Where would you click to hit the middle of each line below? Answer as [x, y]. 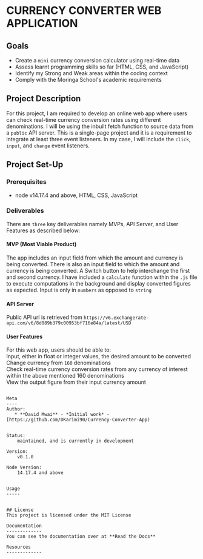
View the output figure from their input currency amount [76, 382]
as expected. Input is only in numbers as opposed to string [79, 290]
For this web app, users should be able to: [58, 350]
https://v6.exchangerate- [116, 318]
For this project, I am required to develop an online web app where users [97, 113]
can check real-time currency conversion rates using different [84, 119]
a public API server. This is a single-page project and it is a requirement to [99, 132]
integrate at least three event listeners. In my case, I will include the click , [98, 139]
